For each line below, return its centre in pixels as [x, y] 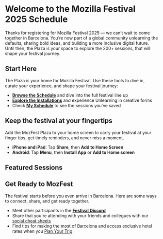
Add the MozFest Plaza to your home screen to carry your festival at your [78, 132]
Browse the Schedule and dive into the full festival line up [70, 95]
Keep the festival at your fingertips [59, 121]
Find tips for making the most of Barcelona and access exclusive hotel [82, 226]
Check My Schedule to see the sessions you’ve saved [66, 105]
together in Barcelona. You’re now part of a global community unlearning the [81, 38]
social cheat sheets [31, 221]
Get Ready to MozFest [39, 184]
